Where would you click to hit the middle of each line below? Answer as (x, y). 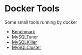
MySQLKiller (24, 42)
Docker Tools (32, 9)
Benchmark (23, 31)
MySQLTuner (25, 37)
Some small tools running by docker (41, 22)
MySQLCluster (26, 47)
